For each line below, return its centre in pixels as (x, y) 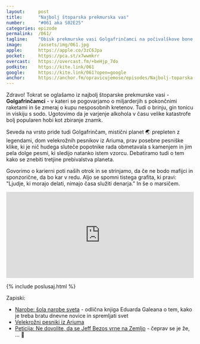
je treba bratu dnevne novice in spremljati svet (72, 316)
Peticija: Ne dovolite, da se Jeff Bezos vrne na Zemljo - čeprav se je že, (102, 329)
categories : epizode (32, 28)
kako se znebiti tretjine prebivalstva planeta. (60, 160)
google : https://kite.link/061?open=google (66, 72)
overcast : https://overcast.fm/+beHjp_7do (62, 61)
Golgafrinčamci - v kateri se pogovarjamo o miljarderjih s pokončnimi (92, 101)
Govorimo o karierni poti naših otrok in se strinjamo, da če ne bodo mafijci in (100, 171)
